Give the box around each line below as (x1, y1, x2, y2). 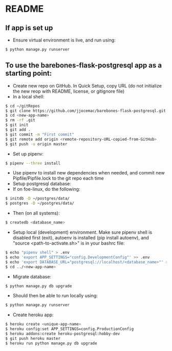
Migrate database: (12, 273, 52, 279)
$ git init (5, 122, 29, 128)
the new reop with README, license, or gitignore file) (12, 88, 125, 94)
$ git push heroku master (5, 336, 60, 341)
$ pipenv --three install (5, 161, 60, 166)
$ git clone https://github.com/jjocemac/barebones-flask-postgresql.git (5, 108, 166, 113)
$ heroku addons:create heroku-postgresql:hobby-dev (5, 331, 120, 337)
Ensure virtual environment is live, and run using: (12, 37, 116, 43)
